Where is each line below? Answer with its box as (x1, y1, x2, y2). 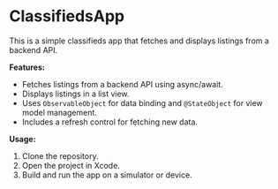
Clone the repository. (21, 150, 99, 161)
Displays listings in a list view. (21, 88, 130, 99)
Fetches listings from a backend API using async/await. (21, 79, 223, 89)
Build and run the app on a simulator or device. (21, 170, 192, 180)
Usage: (9, 133, 37, 144)
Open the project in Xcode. (21, 160, 121, 170)
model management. (21, 107, 97, 117)
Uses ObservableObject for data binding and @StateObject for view (21, 97, 263, 108)
